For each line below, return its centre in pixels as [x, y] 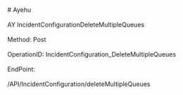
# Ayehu [19, 10]
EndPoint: [21, 69]
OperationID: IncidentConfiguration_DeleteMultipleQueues [92, 54]
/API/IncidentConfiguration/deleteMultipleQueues [79, 84]
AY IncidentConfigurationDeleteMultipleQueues [76, 24]
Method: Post [27, 39]
